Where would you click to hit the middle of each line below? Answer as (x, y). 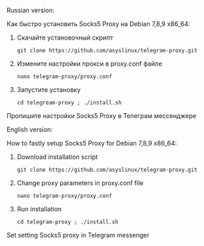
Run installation (39, 209)
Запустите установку (49, 90)
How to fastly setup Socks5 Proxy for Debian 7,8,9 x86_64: (92, 143)
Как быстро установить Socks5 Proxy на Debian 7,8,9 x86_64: (98, 24)
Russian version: (31, 10)
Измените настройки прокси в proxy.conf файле (90, 64)
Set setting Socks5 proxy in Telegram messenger (78, 235)
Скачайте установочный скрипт (65, 37)
